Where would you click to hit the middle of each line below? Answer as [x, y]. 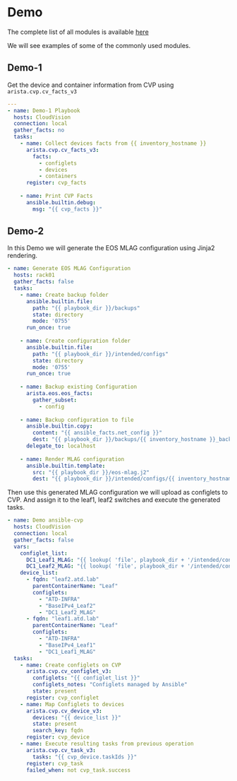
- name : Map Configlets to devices [72, 704]
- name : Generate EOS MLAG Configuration [69, 269]
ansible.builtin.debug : [61, 202]
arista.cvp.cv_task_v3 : [61, 750]
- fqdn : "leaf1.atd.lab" [62, 619]
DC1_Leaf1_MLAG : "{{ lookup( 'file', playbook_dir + [105, 560]
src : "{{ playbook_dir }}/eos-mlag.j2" [91, 472]
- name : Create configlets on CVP [71, 665]
